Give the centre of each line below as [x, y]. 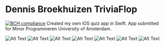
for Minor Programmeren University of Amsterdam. [58, 28]
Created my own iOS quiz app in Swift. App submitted [103, 23]
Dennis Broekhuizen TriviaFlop [71, 9]
